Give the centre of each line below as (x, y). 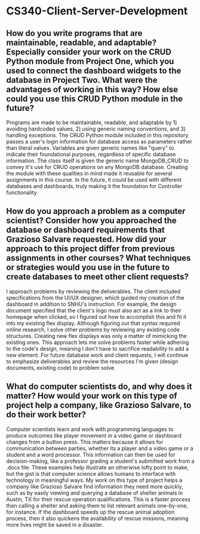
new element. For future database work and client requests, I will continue (97, 355)
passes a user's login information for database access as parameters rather (99, 141)
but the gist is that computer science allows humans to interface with (91, 473)
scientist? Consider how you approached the (92, 221)
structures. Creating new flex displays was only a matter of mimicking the (96, 336)
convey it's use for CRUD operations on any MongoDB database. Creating (97, 167)
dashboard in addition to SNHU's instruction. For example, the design (91, 304)
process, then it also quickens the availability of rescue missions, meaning (97, 518)
